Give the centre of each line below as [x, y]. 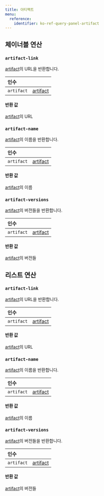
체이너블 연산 [24, 44]
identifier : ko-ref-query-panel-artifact [56, 23]
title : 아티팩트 [20, 10]
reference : [21, 19]
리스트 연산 [21, 275]
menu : [10, 14]
